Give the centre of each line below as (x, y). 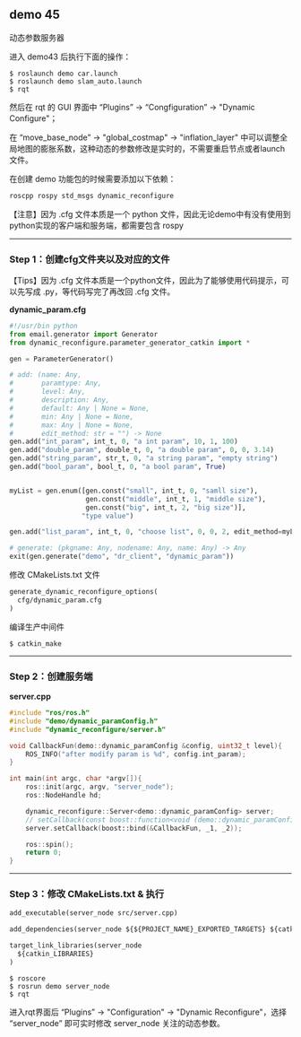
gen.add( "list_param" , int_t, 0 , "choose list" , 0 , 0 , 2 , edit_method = (146, 532)
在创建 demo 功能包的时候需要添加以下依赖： (93, 179)
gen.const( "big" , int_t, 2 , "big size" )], (166, 507)
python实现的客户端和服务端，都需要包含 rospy (96, 225)
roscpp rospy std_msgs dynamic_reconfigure (92, 196)
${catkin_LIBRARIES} (56, 954)
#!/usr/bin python (43, 326)
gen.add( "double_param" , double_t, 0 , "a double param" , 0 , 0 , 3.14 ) (142, 450)
